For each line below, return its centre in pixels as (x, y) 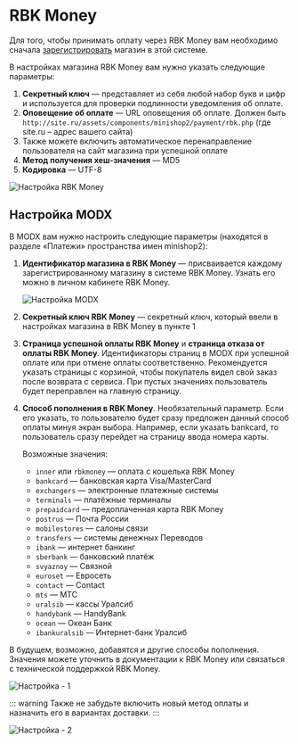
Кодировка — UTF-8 (62, 169)
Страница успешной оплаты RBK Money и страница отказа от (143, 343)
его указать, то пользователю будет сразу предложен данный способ (155, 417)
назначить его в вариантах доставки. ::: (85, 712)
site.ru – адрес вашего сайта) (77, 131)
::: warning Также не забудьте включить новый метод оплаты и (129, 703)
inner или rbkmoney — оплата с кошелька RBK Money (135, 471)
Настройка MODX (61, 215)
